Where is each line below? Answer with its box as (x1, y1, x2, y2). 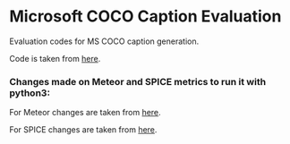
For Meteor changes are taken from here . (9, 107, 161, 118)
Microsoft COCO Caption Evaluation (9, 6, 282, 27)
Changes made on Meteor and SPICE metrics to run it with (9, 75, 267, 88)
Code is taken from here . (9, 53, 101, 64)
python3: (9, 87, 51, 99)
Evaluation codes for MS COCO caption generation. (9, 36, 200, 47)
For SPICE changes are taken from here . (9, 124, 158, 135)
